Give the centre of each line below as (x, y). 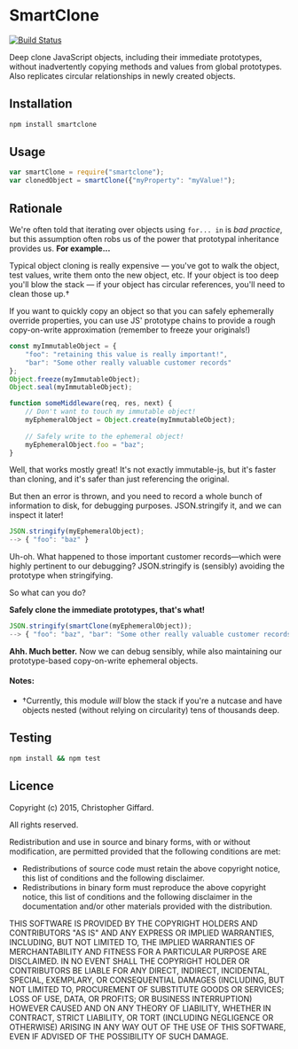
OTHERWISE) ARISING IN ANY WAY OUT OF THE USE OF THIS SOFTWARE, (148, 1027)
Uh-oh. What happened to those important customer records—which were (145, 557)
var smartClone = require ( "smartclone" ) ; (87, 172)
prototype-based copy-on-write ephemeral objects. (104, 661)
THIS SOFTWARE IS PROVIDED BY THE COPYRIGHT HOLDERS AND (134, 923)
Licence (32, 786)
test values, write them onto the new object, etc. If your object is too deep (144, 275)
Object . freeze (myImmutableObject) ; (75, 379)
